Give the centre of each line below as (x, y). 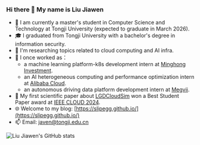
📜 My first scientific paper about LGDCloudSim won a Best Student (97, 96)
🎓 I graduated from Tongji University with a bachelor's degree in (95, 36)
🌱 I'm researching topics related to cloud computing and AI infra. (94, 51)
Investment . (38, 70)
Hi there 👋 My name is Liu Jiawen (55, 10)
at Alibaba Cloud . (45, 84)
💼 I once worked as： (41, 58)
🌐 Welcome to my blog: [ (45, 109)
